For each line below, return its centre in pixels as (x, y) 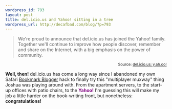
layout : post (19, 15)
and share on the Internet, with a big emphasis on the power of (84, 50)
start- (156, 85)
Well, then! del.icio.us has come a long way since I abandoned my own (80, 74)
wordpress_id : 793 (25, 10)
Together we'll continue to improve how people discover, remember (89, 45)
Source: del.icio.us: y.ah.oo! (142, 64)
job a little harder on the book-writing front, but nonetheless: (69, 96)
